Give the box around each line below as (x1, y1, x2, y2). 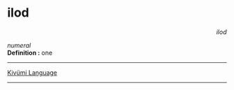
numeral (7, 41, 31, 49)
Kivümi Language (7, 68, 58, 77)
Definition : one (7, 48, 53, 57)
